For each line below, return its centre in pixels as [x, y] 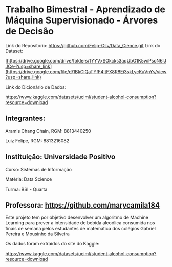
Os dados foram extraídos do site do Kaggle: [52, 244]
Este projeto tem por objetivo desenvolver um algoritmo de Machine [77, 218]
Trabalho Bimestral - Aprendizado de [85, 9]
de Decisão [30, 31]
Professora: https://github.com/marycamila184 [83, 205]
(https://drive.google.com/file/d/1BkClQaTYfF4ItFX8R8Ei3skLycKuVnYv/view [86, 71]
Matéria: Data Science [29, 179]
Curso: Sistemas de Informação [39, 169]
